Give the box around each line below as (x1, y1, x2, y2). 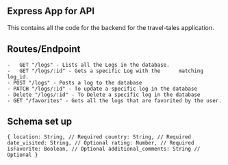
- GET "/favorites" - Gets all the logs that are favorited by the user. (7, 97, 223, 104)
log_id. (7, 73, 29, 80)
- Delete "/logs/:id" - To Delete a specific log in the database (7, 91, 201, 98)
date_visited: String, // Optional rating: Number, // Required (7, 140, 194, 147)
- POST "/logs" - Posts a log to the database (7, 79, 142, 86)
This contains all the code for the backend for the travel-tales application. (7, 23, 214, 31)
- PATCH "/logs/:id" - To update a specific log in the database (7, 85, 197, 92)
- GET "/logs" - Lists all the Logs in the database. (7, 61, 170, 68)
